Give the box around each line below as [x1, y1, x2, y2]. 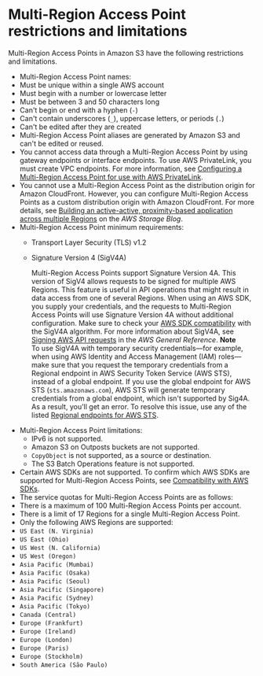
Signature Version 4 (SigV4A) [31, 253, 127, 262]
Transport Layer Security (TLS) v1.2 [31, 238, 147, 247]
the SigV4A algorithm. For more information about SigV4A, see [31, 327, 234, 336]
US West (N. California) [19, 544, 101, 552]
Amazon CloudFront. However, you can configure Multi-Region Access [19, 189, 249, 198]
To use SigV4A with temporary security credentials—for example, [31, 343, 243, 353]
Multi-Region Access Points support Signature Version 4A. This [31, 268, 237, 277]
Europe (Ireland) [19, 627, 77, 635]
